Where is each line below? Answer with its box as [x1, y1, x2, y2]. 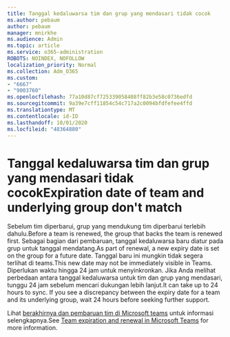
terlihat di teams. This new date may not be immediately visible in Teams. [7, 259, 213, 267]
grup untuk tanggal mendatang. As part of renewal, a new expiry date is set [7, 244, 220, 253]
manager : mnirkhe [7, 29, 57, 37]
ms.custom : [7, 74, 39, 81]
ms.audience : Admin [7, 36, 63, 43]
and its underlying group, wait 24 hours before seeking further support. [7, 296, 210, 304]
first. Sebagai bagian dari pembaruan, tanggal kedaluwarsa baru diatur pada [7, 237, 224, 245]
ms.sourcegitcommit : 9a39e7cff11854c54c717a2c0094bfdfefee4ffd [7, 100, 193, 107]
